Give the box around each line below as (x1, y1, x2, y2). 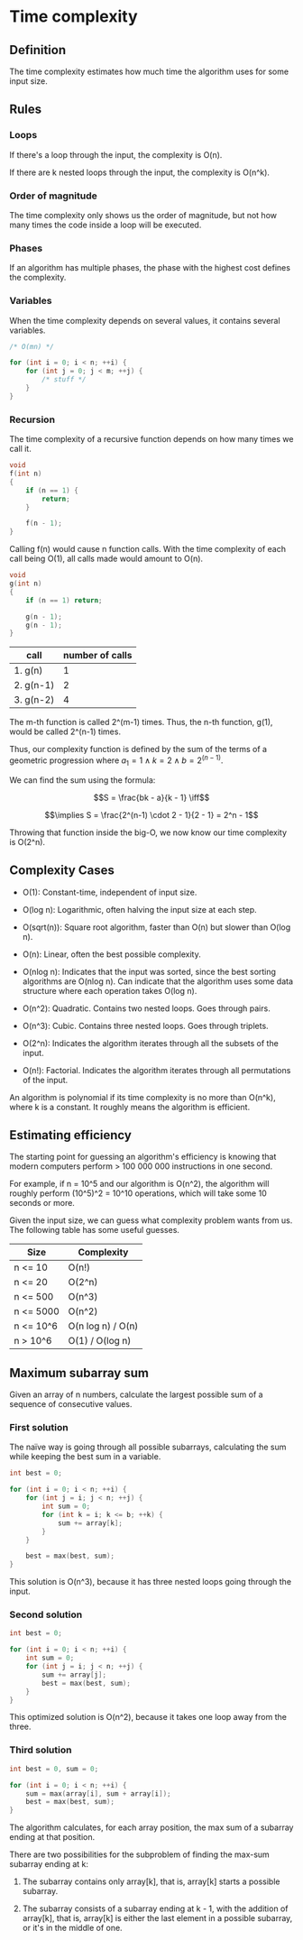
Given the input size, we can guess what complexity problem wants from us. (9, 1215, 293, 1226)
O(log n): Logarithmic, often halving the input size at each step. (22, 904, 257, 915)
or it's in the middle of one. (22, 1923, 124, 1934)
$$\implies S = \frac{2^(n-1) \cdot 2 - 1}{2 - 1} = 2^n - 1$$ (44, 809, 259, 820)
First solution (9, 1421, 69, 1434)
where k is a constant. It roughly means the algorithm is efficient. (9, 1101, 251, 1112)
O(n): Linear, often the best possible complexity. (22, 949, 201, 960)
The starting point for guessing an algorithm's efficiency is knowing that (9, 1152, 277, 1163)
